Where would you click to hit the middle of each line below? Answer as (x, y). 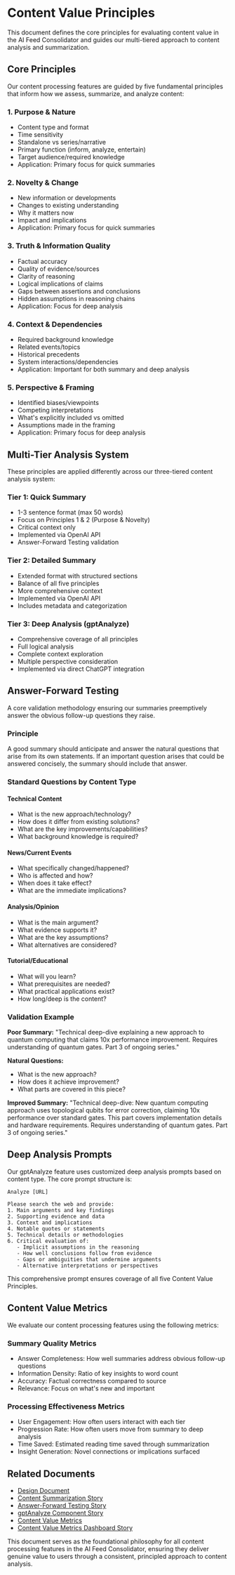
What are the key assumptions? (63, 937)
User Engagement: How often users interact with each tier (101, 1422)
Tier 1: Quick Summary (47, 497)
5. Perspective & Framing (51, 387)
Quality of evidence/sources (58, 269)
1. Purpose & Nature (41, 112)
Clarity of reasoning (46, 276)
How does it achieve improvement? (68, 1082)
